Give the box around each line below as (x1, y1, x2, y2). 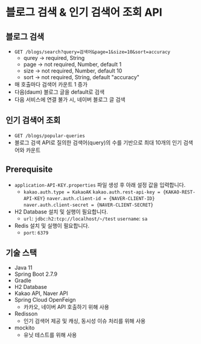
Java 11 (14, 264, 33, 271)
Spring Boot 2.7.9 (14, 270, 58, 278)
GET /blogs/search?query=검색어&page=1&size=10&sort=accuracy (14, 49, 171, 55)
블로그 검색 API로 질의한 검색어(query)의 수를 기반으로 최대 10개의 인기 (14, 138, 182, 146)
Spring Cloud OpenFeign (14, 296, 76, 303)
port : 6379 (23, 229, 49, 236)
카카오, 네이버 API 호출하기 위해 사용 (23, 303, 109, 311)
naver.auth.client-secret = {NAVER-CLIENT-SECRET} (23, 202, 154, 208)
